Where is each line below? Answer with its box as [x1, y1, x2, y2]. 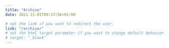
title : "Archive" [5, 7, 42, 13]
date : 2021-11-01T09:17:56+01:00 [5, 12, 76, 17]
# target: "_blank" [5, 35, 47, 40]
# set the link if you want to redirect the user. [5, 21, 114, 26]
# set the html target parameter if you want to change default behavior [5, 31, 164, 36]
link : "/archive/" [5, 26, 44, 31]
